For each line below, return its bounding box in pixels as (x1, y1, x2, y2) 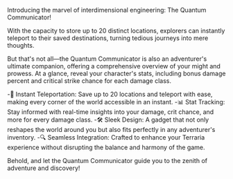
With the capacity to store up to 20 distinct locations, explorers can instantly (7, 27, 225, 35)
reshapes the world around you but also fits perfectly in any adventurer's (7, 126, 216, 133)
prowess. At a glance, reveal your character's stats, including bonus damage (7, 69, 226, 77)
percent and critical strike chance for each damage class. (7, 77, 172, 85)
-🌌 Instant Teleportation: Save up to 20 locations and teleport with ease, (7, 90, 213, 98)
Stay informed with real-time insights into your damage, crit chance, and (7, 108, 214, 116)
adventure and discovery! (7, 164, 80, 172)
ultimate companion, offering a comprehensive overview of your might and (7, 62, 221, 70)
